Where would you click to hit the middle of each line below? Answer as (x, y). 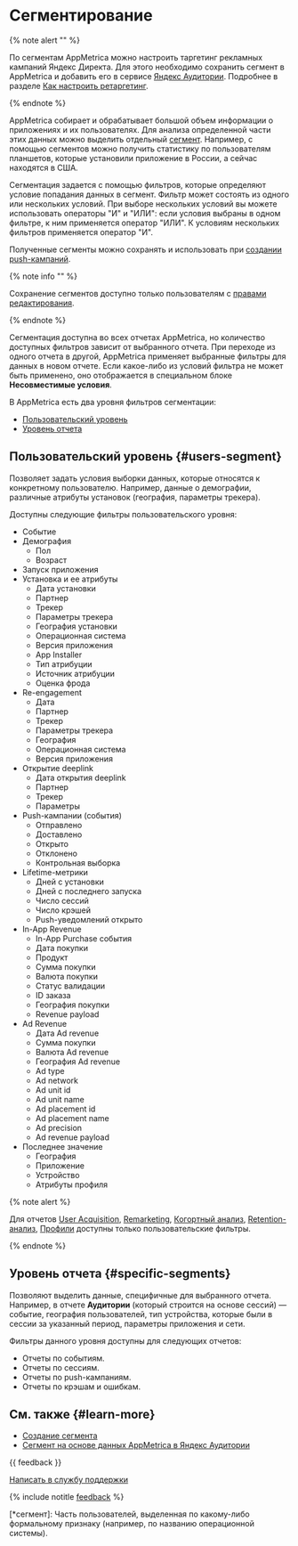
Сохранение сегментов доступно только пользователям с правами (138, 293)
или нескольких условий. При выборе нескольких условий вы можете (143, 203)
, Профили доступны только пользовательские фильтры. (143, 1228)
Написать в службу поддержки (69, 1480)
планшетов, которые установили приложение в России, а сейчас (133, 158)
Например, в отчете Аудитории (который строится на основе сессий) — (148, 1305)
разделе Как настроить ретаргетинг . (79, 85)
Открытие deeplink (58, 768)
